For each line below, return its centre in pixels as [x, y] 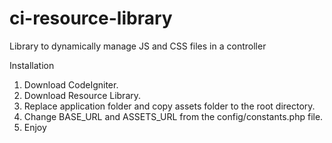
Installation [32, 65]
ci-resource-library [91, 18]
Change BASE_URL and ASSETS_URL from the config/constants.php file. [173, 116]
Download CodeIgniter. [71, 84]
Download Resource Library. [82, 95]
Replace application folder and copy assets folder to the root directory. [169, 106]
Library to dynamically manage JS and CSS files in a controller [138, 46]
